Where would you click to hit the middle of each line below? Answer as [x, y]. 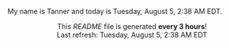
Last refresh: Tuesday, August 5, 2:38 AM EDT [132, 35]
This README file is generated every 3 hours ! [132, 26]
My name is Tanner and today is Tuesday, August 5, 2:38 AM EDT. [115, 11]
